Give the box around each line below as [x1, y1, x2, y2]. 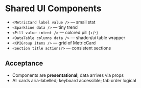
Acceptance [5, 59, 43, 67]
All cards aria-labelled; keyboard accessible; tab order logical [12, 77, 136, 83]
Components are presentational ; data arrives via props [12, 72, 124, 78]
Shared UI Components [5, 3, 102, 14]
